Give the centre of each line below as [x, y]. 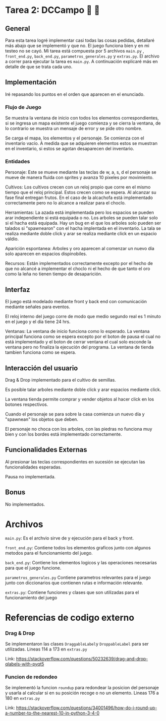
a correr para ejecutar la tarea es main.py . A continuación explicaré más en [82, 61]
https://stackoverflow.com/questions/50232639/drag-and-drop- [82, 659]
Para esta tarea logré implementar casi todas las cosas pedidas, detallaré [80, 40]
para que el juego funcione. [33, 568]
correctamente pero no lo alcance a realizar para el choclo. [66, 203]
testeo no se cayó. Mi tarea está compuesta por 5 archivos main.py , [75, 51]
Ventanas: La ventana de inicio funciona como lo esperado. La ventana [78, 331]
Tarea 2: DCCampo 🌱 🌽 [53, 10]
